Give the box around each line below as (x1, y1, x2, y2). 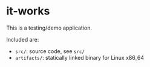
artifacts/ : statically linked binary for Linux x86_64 (15, 54, 145, 61)
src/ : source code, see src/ (15, 47, 85, 55)
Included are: (6, 36, 39, 43)
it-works (6, 4, 50, 18)
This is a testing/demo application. (6, 24, 93, 31)
